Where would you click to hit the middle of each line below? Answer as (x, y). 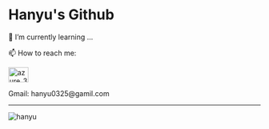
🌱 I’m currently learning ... (51, 37)
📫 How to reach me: (42, 53)
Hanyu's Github (61, 15)
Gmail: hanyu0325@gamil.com (59, 93)
